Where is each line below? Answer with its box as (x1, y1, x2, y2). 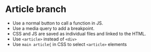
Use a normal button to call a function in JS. (12, 20, 103, 26)
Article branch (5, 3, 67, 15)
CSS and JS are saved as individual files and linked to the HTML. (12, 30, 146, 36)
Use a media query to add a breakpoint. (12, 25, 95, 31)
